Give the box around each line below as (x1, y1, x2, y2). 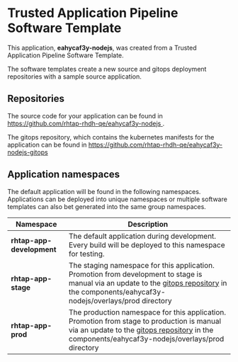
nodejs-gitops (7, 147, 48, 157)
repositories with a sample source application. (7, 72, 142, 81)
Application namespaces (7, 169, 120, 181)
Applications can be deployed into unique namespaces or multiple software (7, 195, 228, 203)
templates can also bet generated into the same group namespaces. (7, 202, 207, 210)
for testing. (68, 249, 105, 259)
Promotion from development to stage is (68, 269, 203, 279)
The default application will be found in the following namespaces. (7, 187, 201, 196)
